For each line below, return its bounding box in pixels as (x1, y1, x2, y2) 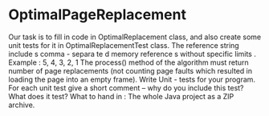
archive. (8, 100, 35, 110)
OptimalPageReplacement (8, 6, 187, 24)
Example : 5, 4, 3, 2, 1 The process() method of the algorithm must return (8, 58, 249, 67)
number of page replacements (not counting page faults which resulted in (8, 66, 253, 75)
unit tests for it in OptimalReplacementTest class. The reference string (8, 40, 239, 50)
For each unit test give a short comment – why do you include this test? (8, 82, 244, 93)
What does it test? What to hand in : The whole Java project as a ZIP (8, 91, 234, 101)
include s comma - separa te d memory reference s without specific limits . (8, 49, 257, 58)
